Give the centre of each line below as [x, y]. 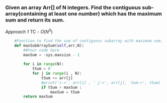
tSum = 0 [41, 69]
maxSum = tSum [65, 92]
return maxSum [38, 96]
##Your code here [41, 50]
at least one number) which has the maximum [105, 13]
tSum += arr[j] [57, 78]
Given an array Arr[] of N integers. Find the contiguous [73, 7]
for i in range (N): [44, 64]
